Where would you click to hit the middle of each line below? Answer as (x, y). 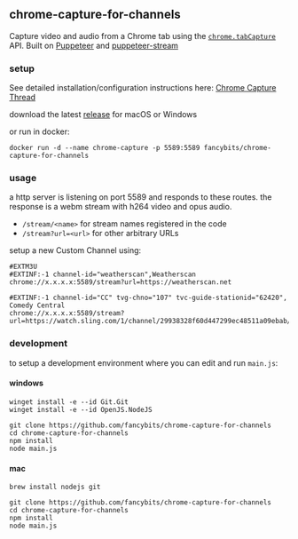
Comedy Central (37, 305)
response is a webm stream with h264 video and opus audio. (121, 207)
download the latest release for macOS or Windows (103, 115)
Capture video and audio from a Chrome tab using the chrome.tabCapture (143, 36)
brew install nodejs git (55, 487)
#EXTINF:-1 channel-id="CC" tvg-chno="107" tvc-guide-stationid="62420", (149, 298)
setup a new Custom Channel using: (75, 250)
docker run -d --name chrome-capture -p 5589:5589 (105, 148)
